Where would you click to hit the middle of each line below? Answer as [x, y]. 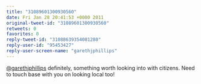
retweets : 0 [21, 28]
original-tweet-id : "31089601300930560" [58, 23]
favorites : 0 [23, 34]
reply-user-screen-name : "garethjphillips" [62, 51]
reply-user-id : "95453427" [40, 46]
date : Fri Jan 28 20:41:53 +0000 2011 [55, 17]
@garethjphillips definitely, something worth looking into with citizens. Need [101, 68]
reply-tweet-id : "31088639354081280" [54, 40]
